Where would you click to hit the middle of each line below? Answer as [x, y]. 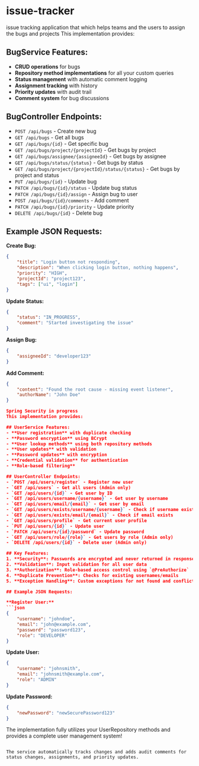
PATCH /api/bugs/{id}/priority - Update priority [74, 206]
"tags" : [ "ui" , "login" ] [47, 284]
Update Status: [25, 301]
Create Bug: [21, 246]
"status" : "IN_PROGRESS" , [49, 317]
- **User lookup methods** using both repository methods [79, 444]
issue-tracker [40, 11]
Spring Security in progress [42, 411]
